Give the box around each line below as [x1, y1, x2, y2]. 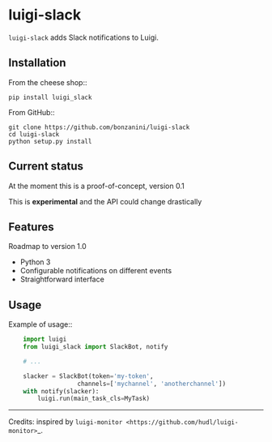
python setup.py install [8, 137, 92, 145]
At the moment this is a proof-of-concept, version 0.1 [8, 181, 185, 191]
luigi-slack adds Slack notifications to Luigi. [8, 32, 159, 42]
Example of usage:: [8, 320, 73, 329]
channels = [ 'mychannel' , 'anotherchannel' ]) [77, 380, 227, 388]
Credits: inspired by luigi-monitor [8, 417, 123, 427]
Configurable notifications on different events [19, 266, 172, 276]
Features [8, 220, 54, 234]
